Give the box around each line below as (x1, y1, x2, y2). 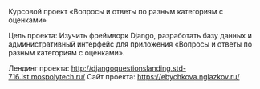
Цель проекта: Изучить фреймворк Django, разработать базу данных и (8, 31, 253, 40)
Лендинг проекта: (8, 63, 70, 73)
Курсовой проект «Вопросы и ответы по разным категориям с (8, 7, 223, 16)
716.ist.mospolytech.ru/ (8, 72, 86, 81)
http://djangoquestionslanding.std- (71, 63, 187, 73)
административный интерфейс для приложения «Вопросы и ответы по (8, 39, 253, 49)
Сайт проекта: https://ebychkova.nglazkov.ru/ (87, 72, 240, 81)
